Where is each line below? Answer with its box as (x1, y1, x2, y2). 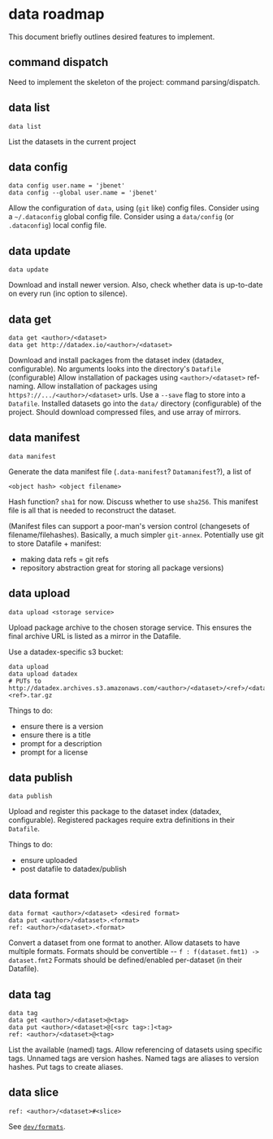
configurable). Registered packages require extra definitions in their (8, 816, 236, 825)
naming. (8, 381, 36, 391)
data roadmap (8, 5, 105, 24)
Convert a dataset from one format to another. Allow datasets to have (8, 938, 240, 948)
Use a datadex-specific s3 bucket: (8, 647, 123, 657)
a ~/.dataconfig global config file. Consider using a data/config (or (8, 212, 234, 222)
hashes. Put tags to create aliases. (8, 1062, 123, 1072)
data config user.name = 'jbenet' (8, 182, 126, 190)
